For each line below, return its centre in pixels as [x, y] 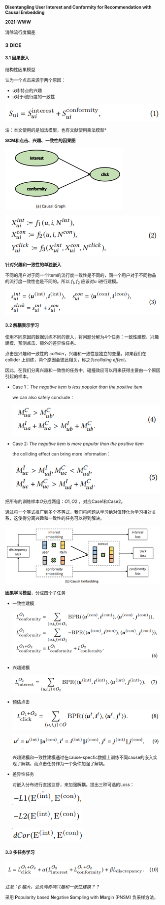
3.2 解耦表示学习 [22, 325]
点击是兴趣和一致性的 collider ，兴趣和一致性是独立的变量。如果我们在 [76, 354]
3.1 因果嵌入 [17, 58]
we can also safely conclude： [43, 398]
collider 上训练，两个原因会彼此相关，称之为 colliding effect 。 [67, 360]
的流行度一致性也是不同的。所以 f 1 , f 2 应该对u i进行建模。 [63, 282]
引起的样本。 [18, 376]
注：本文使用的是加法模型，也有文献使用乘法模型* [56, 130]
